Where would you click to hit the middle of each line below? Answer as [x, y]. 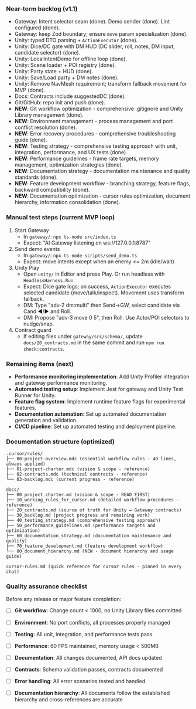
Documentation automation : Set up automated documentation [90, 414]
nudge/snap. [39, 324]
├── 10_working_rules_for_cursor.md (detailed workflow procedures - [93, 500]
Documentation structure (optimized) [61, 442]
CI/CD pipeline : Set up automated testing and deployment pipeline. [95, 426]
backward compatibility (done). [52, 190]
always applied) [26, 464]
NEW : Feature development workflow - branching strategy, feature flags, [102, 184]
